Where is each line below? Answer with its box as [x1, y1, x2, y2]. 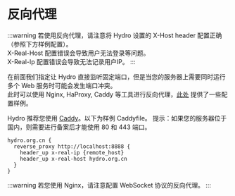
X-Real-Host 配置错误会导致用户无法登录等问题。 [7, 49, 150, 57]
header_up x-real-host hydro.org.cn [20, 155, 128, 162]
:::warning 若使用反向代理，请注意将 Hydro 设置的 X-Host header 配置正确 [7, 31, 222, 39]
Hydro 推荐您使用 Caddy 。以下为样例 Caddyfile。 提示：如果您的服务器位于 [7, 114, 227, 122]
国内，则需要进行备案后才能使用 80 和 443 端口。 [7, 123, 151, 131]
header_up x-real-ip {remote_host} [20, 149, 125, 156]
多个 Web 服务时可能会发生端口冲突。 [7, 81, 117, 90]
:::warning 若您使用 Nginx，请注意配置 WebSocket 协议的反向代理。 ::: [7, 180, 211, 189]
